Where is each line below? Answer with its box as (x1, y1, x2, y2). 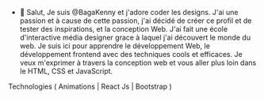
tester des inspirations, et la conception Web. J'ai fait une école (19, 25, 228, 33)
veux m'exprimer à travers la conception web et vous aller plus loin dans (19, 58, 257, 67)
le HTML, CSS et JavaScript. (19, 67, 113, 75)
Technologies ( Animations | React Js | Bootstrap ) (8, 82, 172, 91)
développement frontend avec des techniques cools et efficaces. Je (19, 50, 243, 59)
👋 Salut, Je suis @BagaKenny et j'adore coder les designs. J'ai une (19, 8, 239, 17)
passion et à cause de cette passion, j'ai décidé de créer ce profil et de (19, 16, 252, 25)
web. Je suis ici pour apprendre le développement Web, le (19, 41, 210, 51)
